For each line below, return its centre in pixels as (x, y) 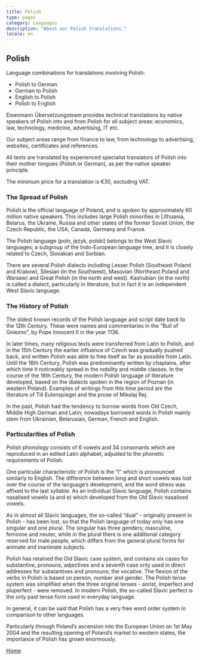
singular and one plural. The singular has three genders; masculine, (89, 528)
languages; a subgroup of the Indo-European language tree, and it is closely (100, 247)
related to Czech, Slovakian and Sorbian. (56, 254)
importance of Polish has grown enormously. (61, 639)
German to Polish (36, 90)
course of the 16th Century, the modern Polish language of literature (90, 376)
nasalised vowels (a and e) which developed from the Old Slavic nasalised (97, 497)
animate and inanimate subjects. (46, 547)
